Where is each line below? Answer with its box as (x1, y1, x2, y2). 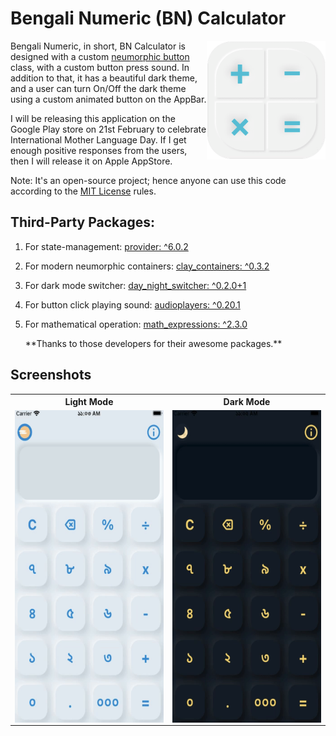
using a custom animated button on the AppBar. (10, 93, 207, 105)
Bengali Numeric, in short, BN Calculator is (10, 40, 186, 52)
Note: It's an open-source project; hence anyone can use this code (10, 174, 287, 186)
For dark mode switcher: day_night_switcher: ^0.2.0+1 (24, 279, 247, 291)
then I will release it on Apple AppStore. (10, 155, 173, 167)
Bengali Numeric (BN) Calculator (10, 7, 287, 30)
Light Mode (64, 396, 114, 408)
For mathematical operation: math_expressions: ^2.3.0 (24, 318, 248, 330)
